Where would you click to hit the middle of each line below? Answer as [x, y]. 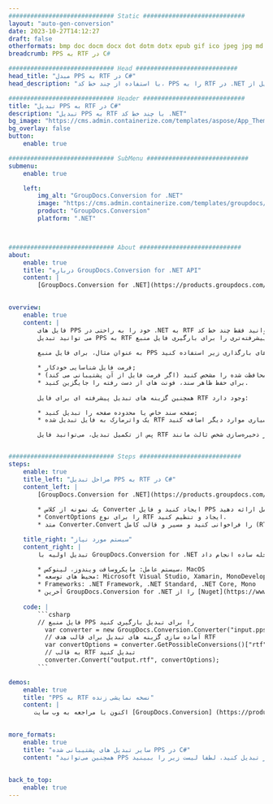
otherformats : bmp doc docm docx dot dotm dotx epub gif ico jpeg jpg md [136, 46]
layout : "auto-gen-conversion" [61, 24]
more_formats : [32, 735]
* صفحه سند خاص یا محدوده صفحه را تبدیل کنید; [118, 413]
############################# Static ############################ [127, 16]
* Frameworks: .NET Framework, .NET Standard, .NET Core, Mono [147, 584]
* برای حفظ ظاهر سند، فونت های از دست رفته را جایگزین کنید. [143, 382]
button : [22, 136]
